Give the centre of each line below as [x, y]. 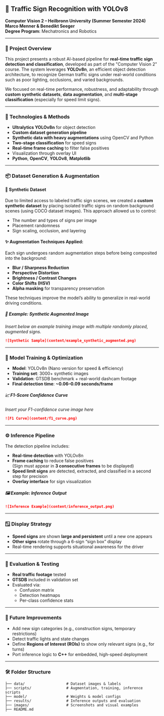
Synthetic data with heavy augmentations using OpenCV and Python [83, 138]
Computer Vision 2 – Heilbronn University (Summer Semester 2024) [75, 20]
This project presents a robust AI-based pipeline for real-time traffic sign [79, 59]
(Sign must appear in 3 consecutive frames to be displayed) [73, 466]
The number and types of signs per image [54, 220]
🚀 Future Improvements [33, 618]
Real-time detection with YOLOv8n [48, 456]
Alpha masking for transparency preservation [58, 288]
